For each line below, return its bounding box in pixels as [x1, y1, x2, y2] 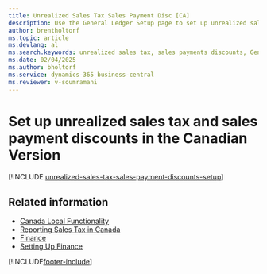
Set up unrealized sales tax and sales [8, 112, 258, 130]
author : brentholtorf [8, 26, 80, 34]
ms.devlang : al [8, 41, 59, 49]
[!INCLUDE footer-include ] [8, 257, 93, 267]
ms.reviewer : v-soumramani [8, 78, 98, 86]
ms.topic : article [8, 33, 69, 42]
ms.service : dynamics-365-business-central [8, 71, 155, 79]
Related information [8, 195, 109, 209]
